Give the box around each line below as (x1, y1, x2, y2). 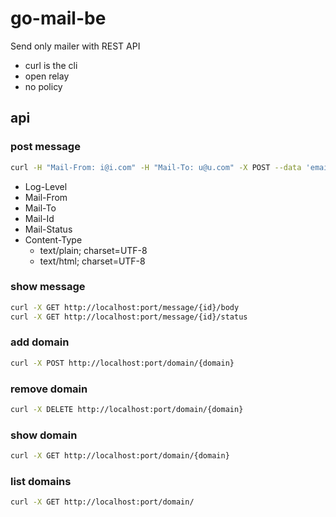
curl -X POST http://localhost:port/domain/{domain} (10, 358, 235, 368)
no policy (24, 80, 63, 92)
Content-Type (24, 233, 83, 246)
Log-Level (24, 180, 68, 192)
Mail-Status (24, 223, 73, 235)
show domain (10, 428, 78, 442)
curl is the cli (24, 59, 78, 71)
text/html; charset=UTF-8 (39, 255, 146, 267)
